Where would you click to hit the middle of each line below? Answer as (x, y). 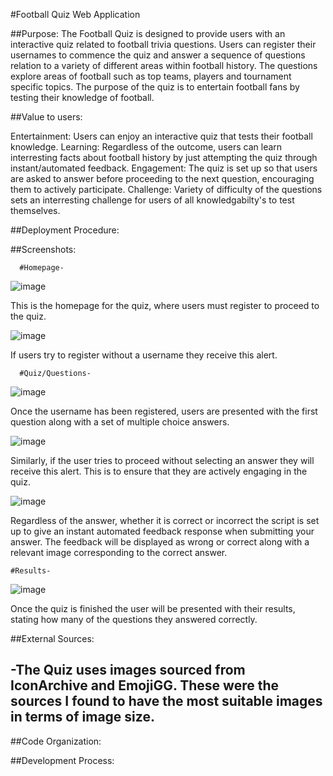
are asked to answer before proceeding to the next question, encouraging (162, 178)
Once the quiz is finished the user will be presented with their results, (153, 608)
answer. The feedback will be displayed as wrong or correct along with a (160, 542)
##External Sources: (52, 638)
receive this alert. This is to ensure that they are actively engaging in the (159, 471)
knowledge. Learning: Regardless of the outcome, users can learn (146, 147)
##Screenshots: (43, 249)
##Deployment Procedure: (65, 230)
